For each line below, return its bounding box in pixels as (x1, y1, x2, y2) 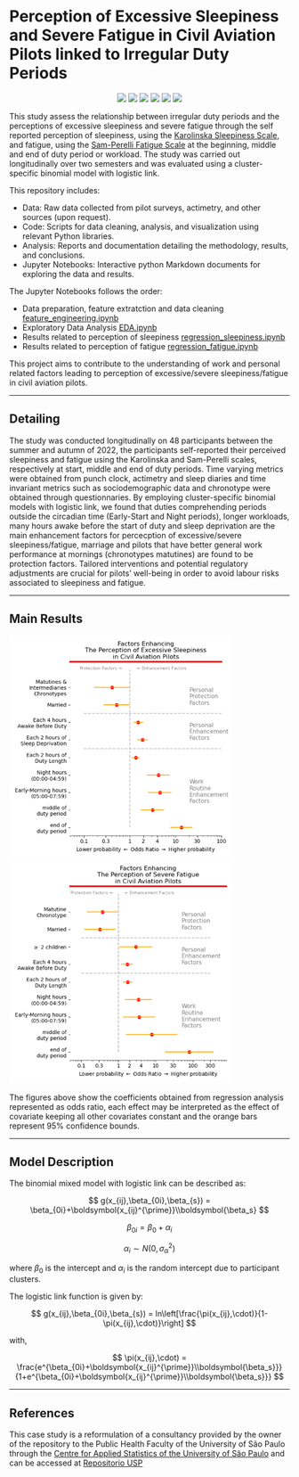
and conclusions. (21, 250, 85, 260)
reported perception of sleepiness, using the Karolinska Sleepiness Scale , (9, 129, 280, 140)
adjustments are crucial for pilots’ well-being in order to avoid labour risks (9, 568, 279, 578)
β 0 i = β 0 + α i (126, 1222, 173, 1235)
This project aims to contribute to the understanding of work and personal (9, 358, 280, 369)
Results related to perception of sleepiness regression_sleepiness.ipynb (21, 332, 286, 342)
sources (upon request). (21, 211, 111, 222)
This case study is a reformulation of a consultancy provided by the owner (9, 1429, 282, 1440)
